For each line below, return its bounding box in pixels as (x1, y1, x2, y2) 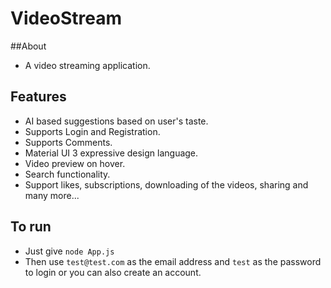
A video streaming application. (24, 59, 151, 71)
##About (10, 40, 47, 52)
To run (10, 218, 52, 236)
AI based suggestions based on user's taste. (24, 115, 209, 127)
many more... (24, 189, 80, 201)
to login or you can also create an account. (24, 266, 202, 278)
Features (10, 88, 67, 106)
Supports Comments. (24, 136, 113, 148)
